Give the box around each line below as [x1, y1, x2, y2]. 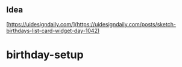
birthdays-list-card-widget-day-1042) [6, 27, 100, 34]
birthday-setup [6, 48, 84, 62]
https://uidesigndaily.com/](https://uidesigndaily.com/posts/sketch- [8, 20, 177, 28]
